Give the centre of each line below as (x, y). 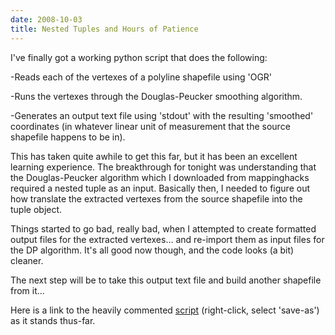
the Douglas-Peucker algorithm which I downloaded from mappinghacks (160, 177)
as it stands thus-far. (53, 320)
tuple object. (36, 209)
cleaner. (27, 260)
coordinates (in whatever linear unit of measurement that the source (150, 126)
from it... (27, 290)
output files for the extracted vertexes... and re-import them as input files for (167, 239)
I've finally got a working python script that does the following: (139, 57)
